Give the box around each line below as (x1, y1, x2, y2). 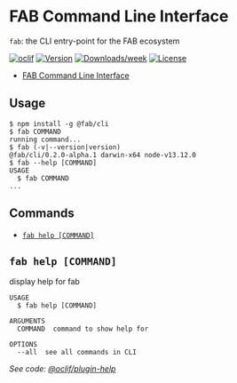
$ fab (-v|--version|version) (9, 142, 122, 152)
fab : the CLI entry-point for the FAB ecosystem (9, 36, 180, 46)
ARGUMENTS (9, 317, 46, 326)
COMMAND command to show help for (17, 324, 149, 334)
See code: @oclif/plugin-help (9, 363, 116, 374)
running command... (9, 135, 82, 144)
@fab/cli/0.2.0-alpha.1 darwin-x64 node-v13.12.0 (9, 150, 197, 159)
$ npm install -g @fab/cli (9, 119, 109, 128)
